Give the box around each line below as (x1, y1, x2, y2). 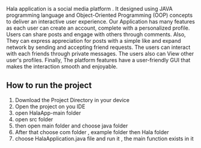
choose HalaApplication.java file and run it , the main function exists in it (14, 135, 194, 142)
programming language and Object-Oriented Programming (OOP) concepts (6, 11, 193, 19)
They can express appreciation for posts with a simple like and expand (6, 37, 182, 44)
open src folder (14, 115, 54, 123)
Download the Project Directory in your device (14, 96, 130, 103)
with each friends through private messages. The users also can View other (6, 50, 194, 57)
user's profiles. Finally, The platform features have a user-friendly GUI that (6, 57, 191, 63)
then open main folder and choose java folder (14, 122, 128, 129)
